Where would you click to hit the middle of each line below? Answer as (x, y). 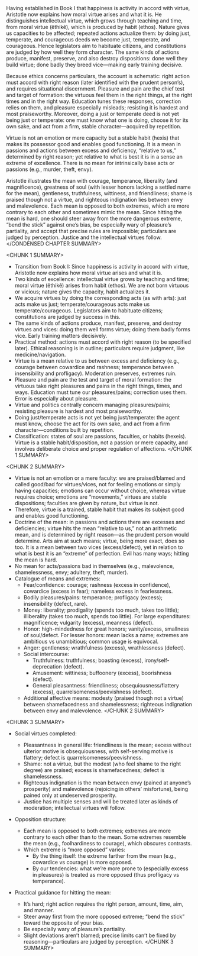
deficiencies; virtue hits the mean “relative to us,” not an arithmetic (96, 528)
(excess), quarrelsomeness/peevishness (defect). (93, 692)
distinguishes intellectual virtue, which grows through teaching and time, (95, 21)
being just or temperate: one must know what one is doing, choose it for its (97, 120)
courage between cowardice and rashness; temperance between (94, 367)
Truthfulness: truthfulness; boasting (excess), (88, 660)
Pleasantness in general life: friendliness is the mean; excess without (107, 745)
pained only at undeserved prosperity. (70, 795)
